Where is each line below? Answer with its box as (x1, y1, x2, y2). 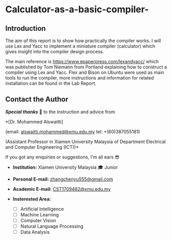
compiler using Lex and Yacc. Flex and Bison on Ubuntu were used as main (5, 69, 164, 75)
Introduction (5, 24, 46, 33)
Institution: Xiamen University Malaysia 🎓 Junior (12, 164, 118, 170)
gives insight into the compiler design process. (5, 49, 104, 54)
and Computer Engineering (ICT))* (5, 144, 79, 150)
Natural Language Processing (20, 223, 84, 229)
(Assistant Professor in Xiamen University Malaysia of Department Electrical (5, 138, 166, 145)
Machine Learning (20, 211, 59, 217)
